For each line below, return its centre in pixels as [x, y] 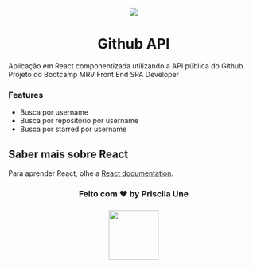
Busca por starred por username [73, 129]
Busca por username [54, 112]
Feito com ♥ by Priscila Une [134, 193]
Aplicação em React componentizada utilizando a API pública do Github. [127, 66]
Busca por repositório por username [79, 121]
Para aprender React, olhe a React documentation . [91, 173]
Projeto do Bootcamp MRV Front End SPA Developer [94, 74]
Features [26, 95]
